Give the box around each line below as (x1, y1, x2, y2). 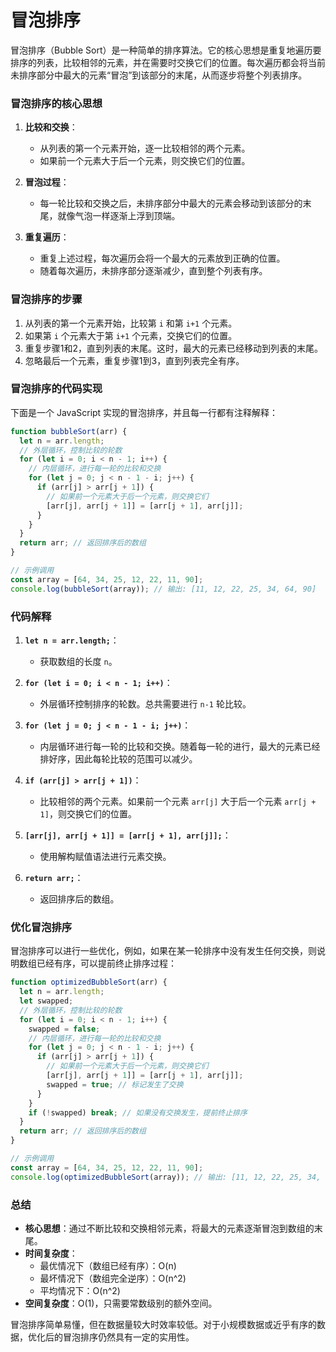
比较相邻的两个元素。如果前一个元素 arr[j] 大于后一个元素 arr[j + (39, 796, 317, 807)
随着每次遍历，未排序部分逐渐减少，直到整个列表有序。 (39, 265, 268, 277)
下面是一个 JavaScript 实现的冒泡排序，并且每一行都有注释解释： (10, 406, 279, 418)
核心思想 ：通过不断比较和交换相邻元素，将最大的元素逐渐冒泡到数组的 (24, 1222, 315, 1234)
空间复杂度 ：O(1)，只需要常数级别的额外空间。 (24, 1297, 218, 1309)
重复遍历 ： (24, 231, 70, 243)
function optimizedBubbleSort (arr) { (10, 977, 168, 988)
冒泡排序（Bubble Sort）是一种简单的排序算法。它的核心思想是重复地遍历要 (10, 44, 322, 56)
